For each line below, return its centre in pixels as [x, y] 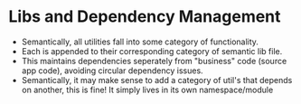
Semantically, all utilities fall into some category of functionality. [140, 42]
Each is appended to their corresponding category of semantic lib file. [152, 51]
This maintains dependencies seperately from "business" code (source [154, 61]
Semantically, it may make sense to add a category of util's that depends [157, 80]
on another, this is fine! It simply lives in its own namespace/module [147, 90]
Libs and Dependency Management [145, 17]
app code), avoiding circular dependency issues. [113, 71]
